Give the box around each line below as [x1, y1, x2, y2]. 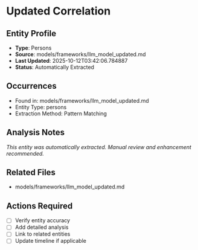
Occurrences [6, 81, 57, 91]
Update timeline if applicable [14, 237, 86, 245]
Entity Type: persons [14, 103, 67, 111]
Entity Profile [6, 28, 56, 39]
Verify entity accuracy [14, 217, 71, 224]
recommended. [6, 150, 44, 157]
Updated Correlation [6, 4, 111, 18]
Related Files [6, 167, 56, 178]
